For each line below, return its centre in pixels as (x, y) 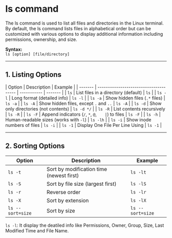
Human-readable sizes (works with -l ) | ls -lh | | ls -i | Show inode (78, 120)
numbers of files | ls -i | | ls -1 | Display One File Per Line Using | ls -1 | (84, 125)
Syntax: (14, 49)
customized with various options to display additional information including (84, 34)
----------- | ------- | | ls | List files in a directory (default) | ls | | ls (91, 92)
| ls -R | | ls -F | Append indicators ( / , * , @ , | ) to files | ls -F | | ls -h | (83, 114)
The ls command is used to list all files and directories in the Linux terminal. (84, 23)
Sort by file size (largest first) (81, 184)
